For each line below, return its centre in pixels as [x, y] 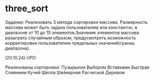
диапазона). [18, 48]
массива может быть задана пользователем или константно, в [71, 27]
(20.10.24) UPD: [21, 57]
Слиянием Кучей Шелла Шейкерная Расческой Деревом [65, 72]
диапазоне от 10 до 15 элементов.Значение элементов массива [72, 32]
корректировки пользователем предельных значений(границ [70, 43]
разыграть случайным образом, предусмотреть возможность [71, 38]
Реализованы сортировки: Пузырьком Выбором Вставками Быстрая [77, 67]
